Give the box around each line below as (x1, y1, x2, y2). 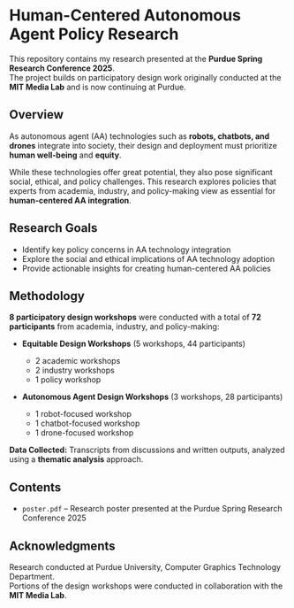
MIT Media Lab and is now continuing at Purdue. (9, 81, 187, 92)
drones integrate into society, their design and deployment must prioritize (9, 140, 278, 150)
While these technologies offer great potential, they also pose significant (9, 166, 274, 177)
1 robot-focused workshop (34, 409, 132, 419)
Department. (9, 572, 56, 581)
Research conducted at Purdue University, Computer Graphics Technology (9, 562, 281, 572)
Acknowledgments (9, 538, 117, 553)
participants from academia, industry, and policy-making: (9, 321, 220, 332)
